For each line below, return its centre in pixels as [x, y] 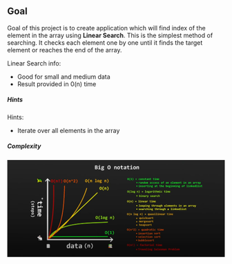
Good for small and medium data [64, 77]
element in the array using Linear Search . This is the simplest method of [110, 35]
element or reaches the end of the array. [65, 50]
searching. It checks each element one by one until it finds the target [105, 42]
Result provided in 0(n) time [57, 84]
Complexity [24, 146]
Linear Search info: [34, 63]
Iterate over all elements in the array [68, 130]
